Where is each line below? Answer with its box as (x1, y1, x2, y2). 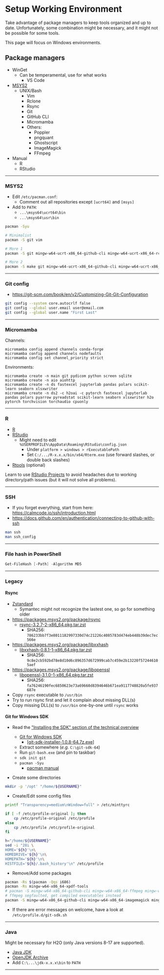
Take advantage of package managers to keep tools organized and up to (5, 20, 151, 25)
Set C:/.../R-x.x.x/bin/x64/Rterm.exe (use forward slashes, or (26, 451, 155, 457)
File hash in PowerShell (5, 550, 61, 557)
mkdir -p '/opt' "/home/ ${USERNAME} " (5, 784, 82, 789)
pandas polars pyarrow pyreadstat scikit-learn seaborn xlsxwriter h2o (5, 395, 154, 400)
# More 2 (5, 260, 23, 265)
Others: (26, 124, 42, 130)
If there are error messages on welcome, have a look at (12, 906, 123, 912)
